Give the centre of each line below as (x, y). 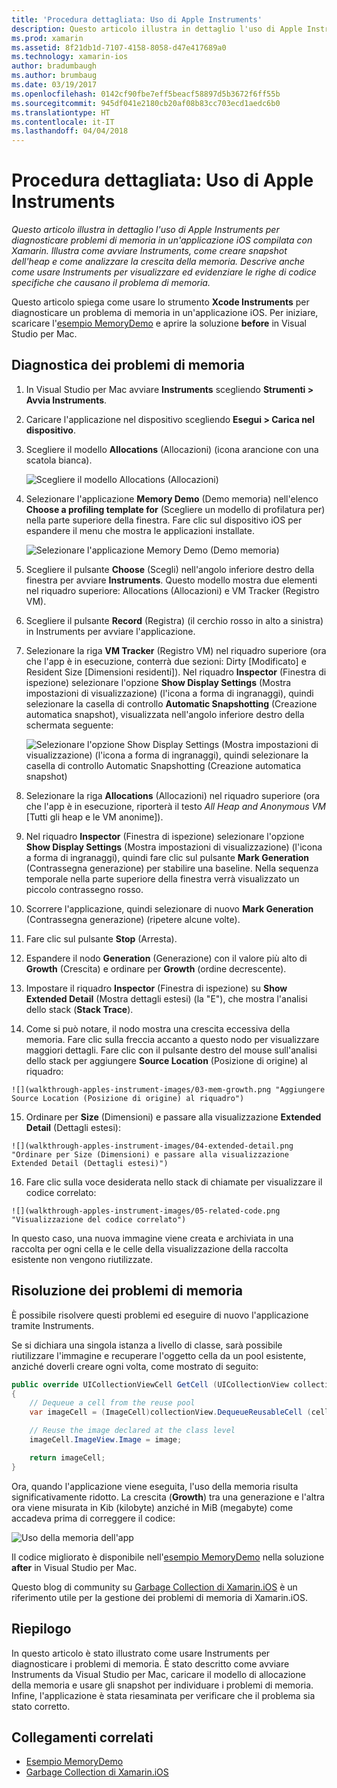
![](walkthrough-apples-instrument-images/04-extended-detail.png (152, 1146)
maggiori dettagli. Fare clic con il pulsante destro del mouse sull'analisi (171, 1050)
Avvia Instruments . (66, 400)
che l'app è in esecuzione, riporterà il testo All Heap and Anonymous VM (175, 806)
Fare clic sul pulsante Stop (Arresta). (101, 938)
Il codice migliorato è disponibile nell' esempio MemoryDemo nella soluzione (168, 1557)
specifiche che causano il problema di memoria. (111, 283)
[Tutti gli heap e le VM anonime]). (94, 817)
